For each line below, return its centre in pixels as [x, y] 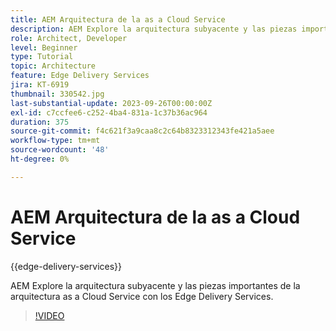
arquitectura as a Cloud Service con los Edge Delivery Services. [142, 296]
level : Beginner [44, 47]
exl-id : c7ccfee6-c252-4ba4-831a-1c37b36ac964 [109, 112]
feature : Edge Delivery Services [80, 76]
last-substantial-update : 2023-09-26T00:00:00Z [111, 103]
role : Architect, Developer [69, 38]
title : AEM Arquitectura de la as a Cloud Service [118, 19]
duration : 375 [40, 122]
